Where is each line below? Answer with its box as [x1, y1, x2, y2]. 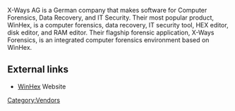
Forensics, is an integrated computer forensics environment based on [7, 36, 210, 44]
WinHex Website [17, 82, 66, 91]
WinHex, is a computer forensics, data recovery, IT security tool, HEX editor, [7, 21, 229, 29]
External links [7, 63, 69, 76]
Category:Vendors [7, 96, 61, 104]
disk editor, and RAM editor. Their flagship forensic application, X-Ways [7, 28, 215, 37]
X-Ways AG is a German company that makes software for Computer [7, 6, 207, 14]
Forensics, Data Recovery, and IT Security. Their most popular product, [7, 13, 214, 22]
